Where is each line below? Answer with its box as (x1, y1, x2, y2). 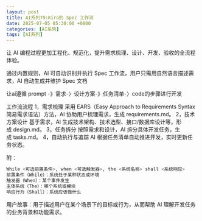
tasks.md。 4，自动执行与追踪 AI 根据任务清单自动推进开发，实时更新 (13, 133, 188, 141)
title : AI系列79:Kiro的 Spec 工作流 (6, 15, 94, 21)
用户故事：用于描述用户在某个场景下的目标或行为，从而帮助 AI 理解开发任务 (6, 200, 196, 208)
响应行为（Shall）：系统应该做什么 (6, 189, 82, 195)
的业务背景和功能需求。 (6, 208, 65, 216)
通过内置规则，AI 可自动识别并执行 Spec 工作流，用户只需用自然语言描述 (6, 69, 189, 77)
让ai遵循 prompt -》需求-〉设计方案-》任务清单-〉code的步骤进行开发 (6, 90, 183, 97)
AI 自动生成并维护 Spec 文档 (16, 77, 88, 85)
